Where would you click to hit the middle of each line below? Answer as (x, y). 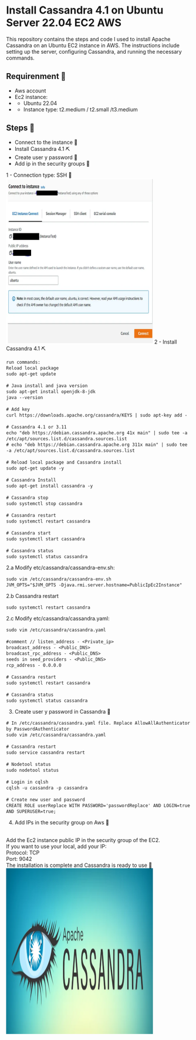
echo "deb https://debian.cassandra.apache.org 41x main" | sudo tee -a (97, 433)
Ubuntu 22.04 (40, 103)
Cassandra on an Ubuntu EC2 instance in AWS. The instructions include (93, 45)
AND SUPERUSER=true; (31, 811)
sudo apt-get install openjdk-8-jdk (51, 392)
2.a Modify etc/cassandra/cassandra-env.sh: (60, 567)
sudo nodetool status (33, 770)
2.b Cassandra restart (32, 596)
